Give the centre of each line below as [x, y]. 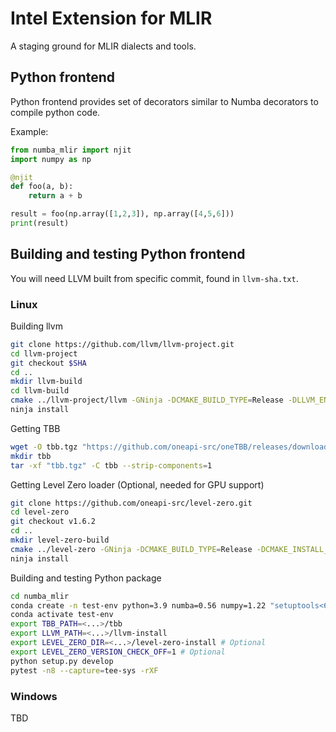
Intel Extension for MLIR [111, 18]
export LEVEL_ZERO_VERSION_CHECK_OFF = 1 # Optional [118, 652]
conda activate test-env [62, 615]
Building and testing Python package [86, 578]
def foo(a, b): [42, 187]
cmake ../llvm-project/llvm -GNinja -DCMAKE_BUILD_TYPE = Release [147, 400]
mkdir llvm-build [46, 382]
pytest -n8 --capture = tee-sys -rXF [84, 670]
